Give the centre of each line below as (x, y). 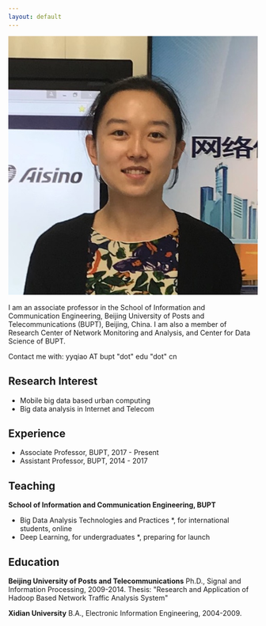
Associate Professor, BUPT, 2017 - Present (89, 453)
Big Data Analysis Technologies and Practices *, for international (124, 520)
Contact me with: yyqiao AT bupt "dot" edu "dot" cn (93, 356)
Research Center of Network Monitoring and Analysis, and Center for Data (129, 332)
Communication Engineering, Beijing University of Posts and (106, 316)
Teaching (32, 486)
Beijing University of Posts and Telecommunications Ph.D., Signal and (125, 581)
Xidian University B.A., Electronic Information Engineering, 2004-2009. (125, 613)
